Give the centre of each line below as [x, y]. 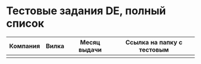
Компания [25, 46]
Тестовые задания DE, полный [86, 11]
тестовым [154, 50]
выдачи [90, 50]
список [25, 23]
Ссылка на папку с [154, 42]
